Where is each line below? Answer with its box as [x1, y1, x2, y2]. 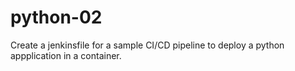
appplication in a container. [10, 49, 122, 61]
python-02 [10, 6, 103, 29]
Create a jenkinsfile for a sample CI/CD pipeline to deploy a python [10, 39, 285, 51]
